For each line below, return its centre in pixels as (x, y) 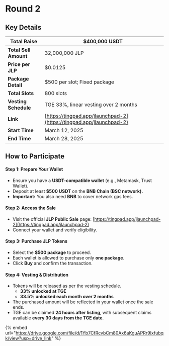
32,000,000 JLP (64, 53)
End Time (19, 139)
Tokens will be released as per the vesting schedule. (67, 286)
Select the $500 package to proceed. (52, 252)
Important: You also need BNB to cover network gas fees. (73, 196)
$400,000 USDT (103, 41)
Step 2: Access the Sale (31, 208)
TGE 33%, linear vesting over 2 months (91, 105)
